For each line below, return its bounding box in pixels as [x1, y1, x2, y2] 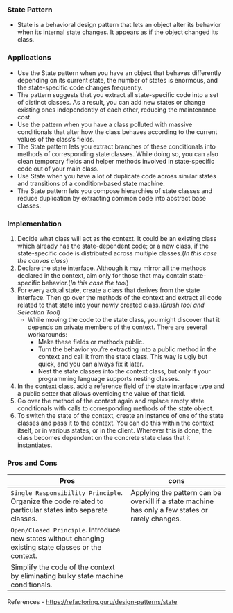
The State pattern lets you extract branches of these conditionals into [17, 142, 216, 151]
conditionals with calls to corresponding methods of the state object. [17, 404, 214, 412]
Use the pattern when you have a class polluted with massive [17, 120, 193, 128]
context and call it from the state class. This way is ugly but [37, 352, 208, 360]
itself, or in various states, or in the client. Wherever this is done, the [17, 426, 212, 435]
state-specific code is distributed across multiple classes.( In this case [17, 249, 217, 258]
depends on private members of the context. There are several [27, 323, 207, 331]
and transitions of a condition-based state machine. [17, 179, 165, 187]
